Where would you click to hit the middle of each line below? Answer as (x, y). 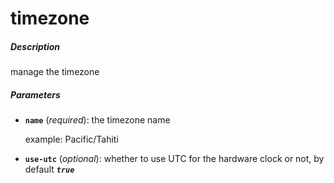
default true (49, 169)
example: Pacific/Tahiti (71, 139)
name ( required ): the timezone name (97, 120)
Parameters (35, 94)
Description (35, 46)
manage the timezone (55, 72)
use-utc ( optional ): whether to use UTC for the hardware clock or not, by (174, 159)
